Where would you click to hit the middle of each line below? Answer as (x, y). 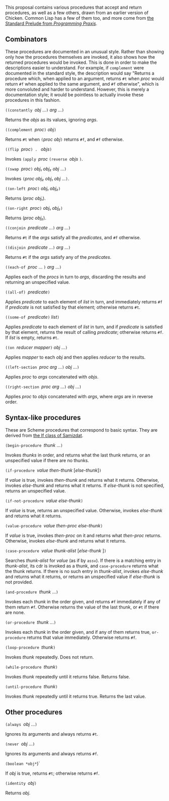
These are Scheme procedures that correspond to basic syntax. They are (81, 430)
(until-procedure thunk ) (32, 686)
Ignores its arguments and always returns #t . (52, 734)
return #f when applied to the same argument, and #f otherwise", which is (82, 84)
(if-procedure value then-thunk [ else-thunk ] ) (53, 470)
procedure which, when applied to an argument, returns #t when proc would (85, 79)
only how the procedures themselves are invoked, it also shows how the (80, 57)
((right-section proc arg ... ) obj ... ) (43, 387)
